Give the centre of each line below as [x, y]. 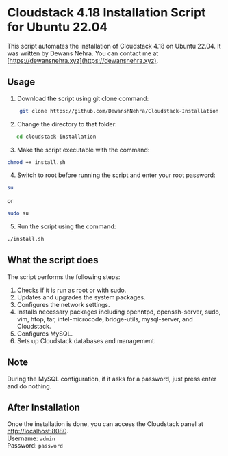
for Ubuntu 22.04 [58, 27]
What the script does [53, 260]
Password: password [35, 446]
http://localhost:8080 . [38, 431]
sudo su [18, 213]
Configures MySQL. [45, 334]
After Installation [44, 408]
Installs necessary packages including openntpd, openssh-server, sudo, [119, 312]
